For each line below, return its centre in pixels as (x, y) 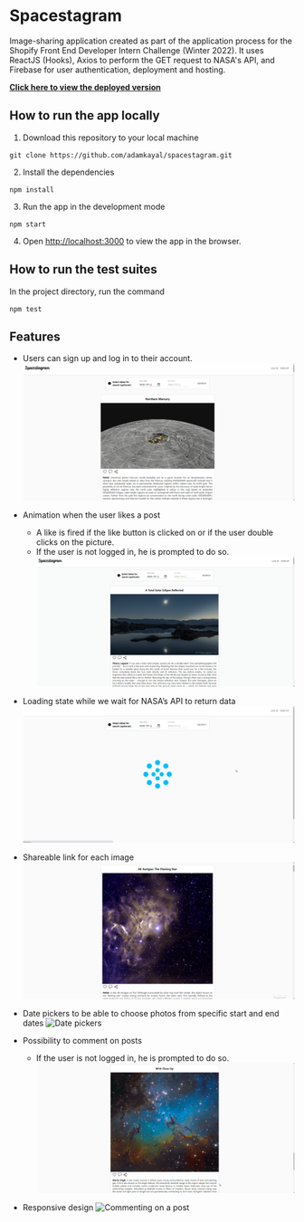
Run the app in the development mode (94, 206)
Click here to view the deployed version (85, 87)
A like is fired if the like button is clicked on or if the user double (155, 532)
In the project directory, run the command (87, 291)
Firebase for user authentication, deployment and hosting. (118, 70)
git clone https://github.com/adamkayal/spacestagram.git (121, 155)
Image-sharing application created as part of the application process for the (151, 41)
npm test (26, 309)
